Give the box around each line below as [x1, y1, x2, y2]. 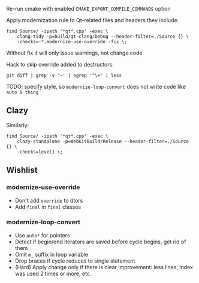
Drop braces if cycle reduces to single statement [14, 257, 135, 264]
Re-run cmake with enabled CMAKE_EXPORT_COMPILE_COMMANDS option [6, 5, 171, 12]
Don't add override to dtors [14, 197, 83, 204]
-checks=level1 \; [17, 149, 63, 155]
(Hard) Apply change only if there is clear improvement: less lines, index [14, 263, 194, 270]
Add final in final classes [14, 203, 82, 210]
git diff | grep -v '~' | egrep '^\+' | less [6, 73, 122, 79]
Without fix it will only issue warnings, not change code [6, 49, 143, 56]
